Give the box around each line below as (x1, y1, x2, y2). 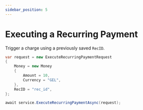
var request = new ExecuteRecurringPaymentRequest (5, 55, 112, 59)
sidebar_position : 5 (5, 7, 48, 12)
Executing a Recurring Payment (5, 28, 138, 40)
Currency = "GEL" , (23, 77, 61, 82)
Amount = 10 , (23, 73, 50, 78)
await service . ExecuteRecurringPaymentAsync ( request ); (5, 100, 121, 106)
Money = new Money (14, 64, 52, 69)
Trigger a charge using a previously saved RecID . (5, 45, 105, 51)
